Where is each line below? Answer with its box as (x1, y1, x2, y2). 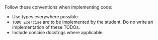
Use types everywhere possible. (12, 14, 79, 19)
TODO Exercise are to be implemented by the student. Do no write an (12, 19, 153, 25)
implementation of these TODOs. (12, 24, 80, 30)
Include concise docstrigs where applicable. (12, 30, 104, 35)
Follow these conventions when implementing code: (5, 4, 113, 10)
